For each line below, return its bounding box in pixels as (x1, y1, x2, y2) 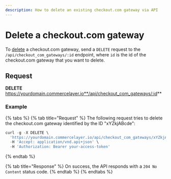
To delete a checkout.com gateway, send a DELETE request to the (5, 46, 141, 52)
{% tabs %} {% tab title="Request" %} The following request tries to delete (5, 115, 163, 121)
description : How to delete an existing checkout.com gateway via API (5, 7, 158, 13)
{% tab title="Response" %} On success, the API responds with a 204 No (5, 163, 157, 169)
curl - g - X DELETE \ (5, 130, 49, 135)
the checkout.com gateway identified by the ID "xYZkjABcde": (5, 120, 136, 126)
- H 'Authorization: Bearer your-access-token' (10, 144, 110, 150)
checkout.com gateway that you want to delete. (5, 57, 105, 63)
